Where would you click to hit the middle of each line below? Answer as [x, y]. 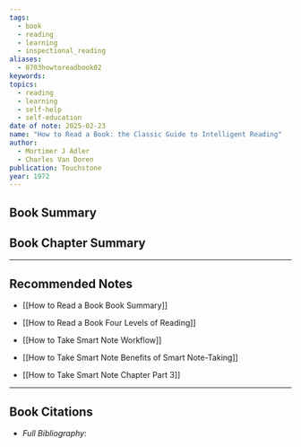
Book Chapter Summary [77, 243]
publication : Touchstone [56, 168]
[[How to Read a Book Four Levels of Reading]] [109, 323]
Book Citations [52, 412]
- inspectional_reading [61, 51]
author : [24, 143]
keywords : [28, 76]
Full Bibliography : [54, 434]
